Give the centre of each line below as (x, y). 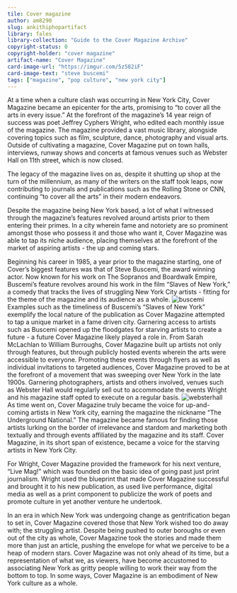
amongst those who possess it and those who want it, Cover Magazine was (117, 233)
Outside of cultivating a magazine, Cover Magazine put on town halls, (109, 145)
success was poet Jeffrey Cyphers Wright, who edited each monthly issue (116, 123)
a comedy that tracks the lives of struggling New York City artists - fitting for (118, 292)
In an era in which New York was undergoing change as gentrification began (119, 516)
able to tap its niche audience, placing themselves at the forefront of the (112, 240)
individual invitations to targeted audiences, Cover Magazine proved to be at (118, 367)
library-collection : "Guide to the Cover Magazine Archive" (98, 40)
